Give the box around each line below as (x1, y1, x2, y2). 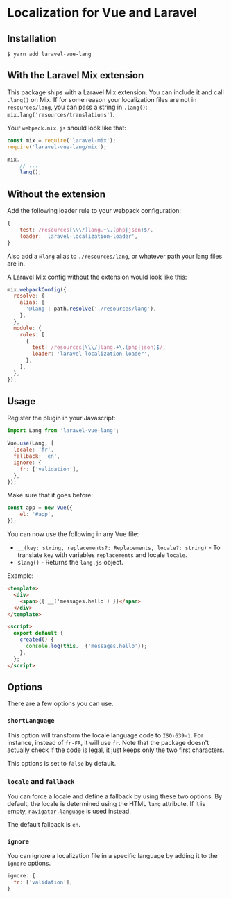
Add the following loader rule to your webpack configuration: (7, 207, 182, 214)
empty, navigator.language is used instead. (7, 807, 132, 815)
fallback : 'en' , (13, 453, 60, 460)
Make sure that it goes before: (7, 491, 94, 499)
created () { (19, 636, 54, 643)
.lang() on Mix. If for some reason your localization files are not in (7, 95, 197, 103)
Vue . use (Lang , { (7, 440, 54, 447)
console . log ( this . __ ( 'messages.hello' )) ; (25, 643, 148, 650)
